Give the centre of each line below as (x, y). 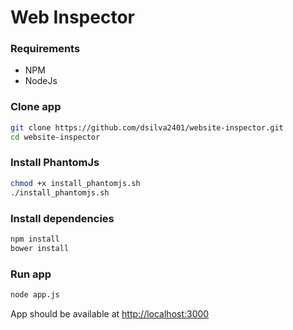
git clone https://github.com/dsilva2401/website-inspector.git (147, 127)
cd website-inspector (55, 137)
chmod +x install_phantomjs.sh (75, 183)
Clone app (36, 107)
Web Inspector (72, 17)
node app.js (35, 294)
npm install (35, 239)
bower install (40, 248)
